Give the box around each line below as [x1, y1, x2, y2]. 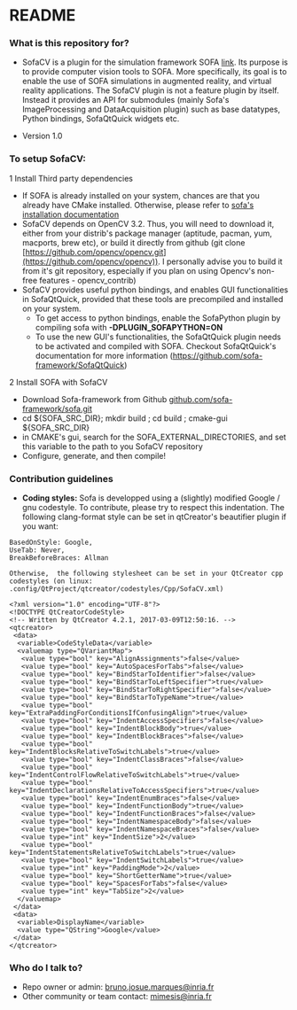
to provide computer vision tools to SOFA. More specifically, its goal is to [21, 66, 287, 77]
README [9, 5, 76, 26]
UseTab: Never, [9, 546, 66, 555]
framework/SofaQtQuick [35, 360, 125, 370]
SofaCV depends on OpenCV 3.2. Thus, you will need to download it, [21, 218, 275, 229]
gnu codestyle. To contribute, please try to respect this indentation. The [21, 502, 285, 513]
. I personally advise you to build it [158, 256, 283, 267]
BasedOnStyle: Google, [9, 538, 93, 548]
